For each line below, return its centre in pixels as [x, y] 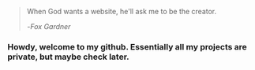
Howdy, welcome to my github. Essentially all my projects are [127, 46]
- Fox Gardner [49, 26]
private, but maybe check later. [68, 57]
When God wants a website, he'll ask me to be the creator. [122, 11]
